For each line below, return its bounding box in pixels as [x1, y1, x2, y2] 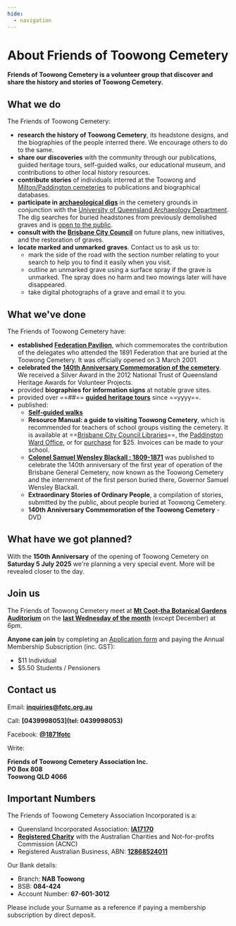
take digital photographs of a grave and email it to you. [27, 288, 187, 297]
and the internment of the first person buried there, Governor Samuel [27, 476, 229, 484]
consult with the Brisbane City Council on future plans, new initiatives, [17, 228, 225, 237]
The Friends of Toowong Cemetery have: [7, 327, 127, 335]
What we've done [7, 308, 86, 321]
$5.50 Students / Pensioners [17, 663, 101, 672]
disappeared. [27, 280, 67, 289]
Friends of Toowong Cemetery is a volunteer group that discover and [7, 70, 213, 79]
